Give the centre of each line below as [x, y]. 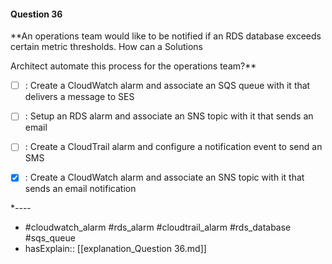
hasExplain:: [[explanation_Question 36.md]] [115, 249]
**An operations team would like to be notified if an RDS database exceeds [166, 36]
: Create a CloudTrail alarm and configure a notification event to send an [173, 147]
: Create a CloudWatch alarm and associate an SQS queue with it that [167, 86]
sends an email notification [80, 189]
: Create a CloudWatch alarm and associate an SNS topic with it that [164, 177]
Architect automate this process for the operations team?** [133, 66]
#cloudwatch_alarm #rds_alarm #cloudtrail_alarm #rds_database [158, 227]
